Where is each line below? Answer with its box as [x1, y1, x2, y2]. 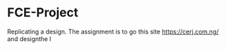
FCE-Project [7, 5, 79, 21]
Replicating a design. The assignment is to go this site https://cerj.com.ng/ [7, 27, 219, 36]
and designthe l [7, 34, 52, 42]
